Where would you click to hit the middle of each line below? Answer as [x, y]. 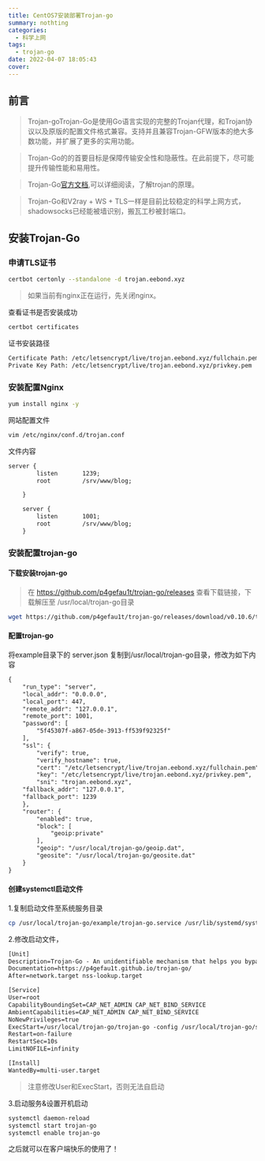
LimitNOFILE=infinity [44, 1049]
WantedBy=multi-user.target [54, 1070]
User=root [24, 998]
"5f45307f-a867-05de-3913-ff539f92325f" [104, 731]
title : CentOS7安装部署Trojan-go [61, 15]
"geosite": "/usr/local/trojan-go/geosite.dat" [116, 856]
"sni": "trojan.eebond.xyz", [84, 782]
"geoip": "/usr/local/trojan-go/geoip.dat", [111, 849]
